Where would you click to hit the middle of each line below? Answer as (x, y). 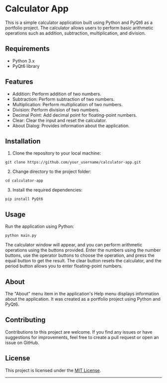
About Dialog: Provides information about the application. (71, 126)
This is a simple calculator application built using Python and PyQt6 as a (79, 22)
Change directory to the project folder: (52, 172)
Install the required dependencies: (47, 190)
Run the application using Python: (40, 226)
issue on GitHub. (22, 343)
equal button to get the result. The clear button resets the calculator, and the (83, 261)
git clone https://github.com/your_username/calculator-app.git (73, 163)
